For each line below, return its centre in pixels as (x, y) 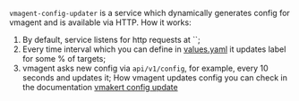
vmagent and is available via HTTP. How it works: (100, 22)
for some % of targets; (64, 59)
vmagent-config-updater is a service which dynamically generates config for (150, 13)
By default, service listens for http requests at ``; (111, 40)
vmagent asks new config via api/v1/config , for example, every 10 (145, 68)
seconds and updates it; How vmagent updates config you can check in (155, 78)
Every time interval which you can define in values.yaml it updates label (154, 49)
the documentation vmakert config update (100, 87)
